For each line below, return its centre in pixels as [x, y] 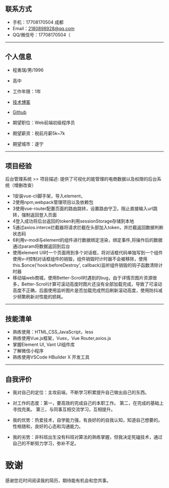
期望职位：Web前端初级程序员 [44, 122]
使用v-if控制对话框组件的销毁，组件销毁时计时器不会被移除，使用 [80, 259]
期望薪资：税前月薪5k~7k [39, 133]
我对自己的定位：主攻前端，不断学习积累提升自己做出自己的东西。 [81, 392]
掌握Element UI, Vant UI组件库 [44, 344]
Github [19, 112]
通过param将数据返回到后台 [41, 246]
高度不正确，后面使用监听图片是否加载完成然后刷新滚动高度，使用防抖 [85, 291]
